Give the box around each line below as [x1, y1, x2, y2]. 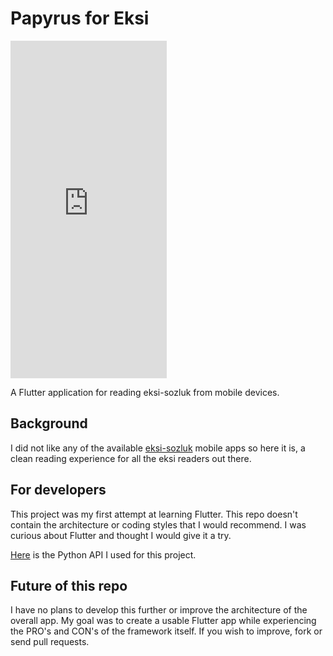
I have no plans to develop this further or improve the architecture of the [10, 604, 308, 616]
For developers [10, 482, 107, 499]
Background [10, 415, 88, 432]
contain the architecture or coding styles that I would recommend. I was [10, 518, 307, 531]
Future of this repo [10, 577, 128, 594]
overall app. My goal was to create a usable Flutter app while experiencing [10, 615, 317, 627]
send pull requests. [10, 636, 90, 648]
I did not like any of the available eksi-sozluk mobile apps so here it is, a [10, 442, 306, 454]
